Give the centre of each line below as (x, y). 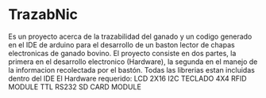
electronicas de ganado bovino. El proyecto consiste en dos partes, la (122, 53)
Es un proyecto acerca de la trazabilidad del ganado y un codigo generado (130, 36)
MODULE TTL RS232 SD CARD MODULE (75, 87)
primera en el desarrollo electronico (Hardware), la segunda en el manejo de (133, 62)
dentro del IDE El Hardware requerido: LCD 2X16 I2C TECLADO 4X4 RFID (128, 78)
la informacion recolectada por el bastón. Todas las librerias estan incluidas (132, 70)
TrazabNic (43, 15)
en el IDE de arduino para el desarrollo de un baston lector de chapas (122, 44)
